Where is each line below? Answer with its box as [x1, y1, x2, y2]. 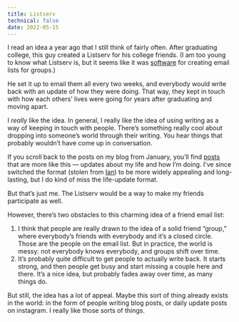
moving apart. [7, 103, 49, 111]
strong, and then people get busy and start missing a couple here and [17, 262, 223, 271]
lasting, [7, 175, 29, 184]
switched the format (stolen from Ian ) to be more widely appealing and [7, 168, 215, 177]
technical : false [7, 17, 59, 24]
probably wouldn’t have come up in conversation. [7, 139, 153, 147]
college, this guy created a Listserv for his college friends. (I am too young [7, 51, 226, 59]
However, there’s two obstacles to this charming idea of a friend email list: [7, 211, 225, 219]
